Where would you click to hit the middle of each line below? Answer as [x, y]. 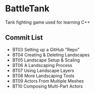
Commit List [24, 38]
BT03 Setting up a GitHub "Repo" [46, 49]
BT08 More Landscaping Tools [43, 76]
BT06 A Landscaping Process [42, 65]
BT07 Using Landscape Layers [43, 70]
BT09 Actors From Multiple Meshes [48, 81]
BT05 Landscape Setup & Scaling [46, 60]
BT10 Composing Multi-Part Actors [47, 86]
